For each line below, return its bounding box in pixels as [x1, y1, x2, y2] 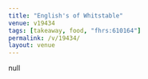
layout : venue [8, 41, 56, 49]
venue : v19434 [8, 19, 56, 27]
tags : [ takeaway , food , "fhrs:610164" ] [8, 26, 142, 34]
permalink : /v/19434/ [8, 34, 81, 42]
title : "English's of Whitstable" [8, 11, 124, 20]
